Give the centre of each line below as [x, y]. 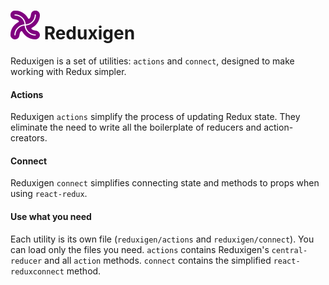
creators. [29, 138]
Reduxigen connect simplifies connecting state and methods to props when [165, 183]
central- [289, 250]
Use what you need [51, 216]
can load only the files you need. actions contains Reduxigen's [140, 249]
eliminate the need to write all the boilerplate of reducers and [136, 127]
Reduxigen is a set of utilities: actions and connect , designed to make [152, 61]
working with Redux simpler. [68, 71]
